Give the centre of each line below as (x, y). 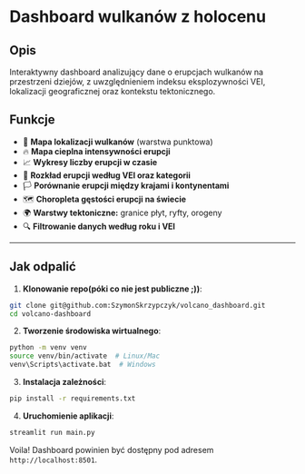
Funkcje (33, 120)
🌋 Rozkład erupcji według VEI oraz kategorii (106, 175)
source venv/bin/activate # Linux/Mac (85, 356)
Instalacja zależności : (64, 382)
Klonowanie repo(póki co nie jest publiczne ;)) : (112, 289)
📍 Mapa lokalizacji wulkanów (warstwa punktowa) (118, 142)
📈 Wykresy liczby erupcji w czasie (90, 162)
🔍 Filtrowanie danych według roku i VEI (98, 226)
